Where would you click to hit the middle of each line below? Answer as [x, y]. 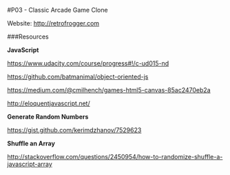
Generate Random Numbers [48, 117]
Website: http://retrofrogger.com [53, 23]
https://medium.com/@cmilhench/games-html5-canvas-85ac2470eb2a [109, 90]
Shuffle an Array [31, 143]
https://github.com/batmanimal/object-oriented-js [78, 76]
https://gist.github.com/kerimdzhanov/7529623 [74, 130]
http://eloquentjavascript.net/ [49, 103]
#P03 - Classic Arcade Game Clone [57, 10]
